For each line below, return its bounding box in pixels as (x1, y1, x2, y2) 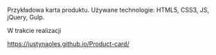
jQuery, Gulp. (7, 13, 45, 21)
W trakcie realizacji (7, 27, 62, 34)
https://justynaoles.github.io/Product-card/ (7, 40, 129, 47)
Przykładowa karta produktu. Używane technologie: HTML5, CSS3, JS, (7, 6, 210, 14)
